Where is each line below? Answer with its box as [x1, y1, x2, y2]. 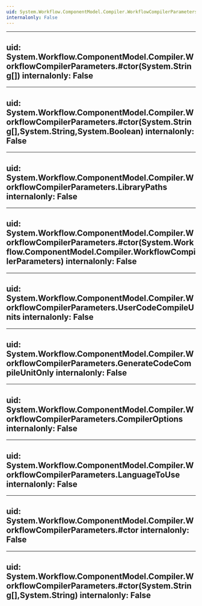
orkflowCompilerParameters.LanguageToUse [6, 469, 180, 479]
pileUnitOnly [6, 367, 54, 378]
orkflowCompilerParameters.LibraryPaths [6, 182, 167, 192]
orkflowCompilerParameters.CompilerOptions [6, 414, 183, 424]
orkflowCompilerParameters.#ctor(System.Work [6, 237, 194, 248]
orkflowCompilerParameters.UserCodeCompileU [6, 302, 194, 313]
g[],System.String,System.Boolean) [6, 126, 144, 136]
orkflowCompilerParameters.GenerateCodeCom [6, 358, 192, 368]
